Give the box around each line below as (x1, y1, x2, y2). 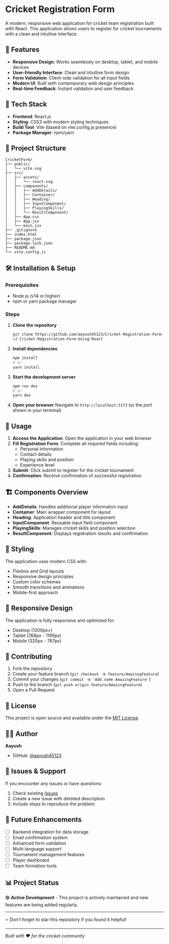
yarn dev (12, 393, 31, 398)
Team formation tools (12, 863, 57, 869)
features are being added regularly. (5, 901, 78, 908)
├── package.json (5, 236, 42, 242)
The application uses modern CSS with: (5, 558, 87, 564)
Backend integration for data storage (12, 828, 89, 835)
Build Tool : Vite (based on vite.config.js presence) (12, 124, 117, 130)
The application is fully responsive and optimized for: (5, 617, 115, 623)
